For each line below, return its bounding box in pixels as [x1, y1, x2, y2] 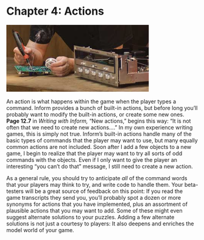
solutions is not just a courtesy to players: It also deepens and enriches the [6, 220, 194, 227]
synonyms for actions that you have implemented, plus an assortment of [6, 200, 188, 208]
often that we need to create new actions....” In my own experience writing [6, 123, 193, 131]
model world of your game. [6, 226, 74, 233]
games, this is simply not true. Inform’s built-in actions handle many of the [6, 130, 192, 137]
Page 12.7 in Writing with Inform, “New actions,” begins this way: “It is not [6, 117, 191, 125]
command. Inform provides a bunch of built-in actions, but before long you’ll [6, 104, 198, 111]
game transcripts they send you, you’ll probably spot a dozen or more [6, 194, 181, 201]
